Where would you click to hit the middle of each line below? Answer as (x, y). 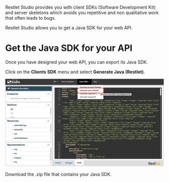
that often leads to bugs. (31, 18)
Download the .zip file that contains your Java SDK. (58, 174)
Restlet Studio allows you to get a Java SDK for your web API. (69, 28)
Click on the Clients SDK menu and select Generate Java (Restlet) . (75, 72)
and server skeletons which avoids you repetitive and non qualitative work (82, 13)
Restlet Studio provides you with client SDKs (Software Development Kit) (80, 7)
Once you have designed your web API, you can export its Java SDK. (77, 62)
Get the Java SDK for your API (69, 48)
